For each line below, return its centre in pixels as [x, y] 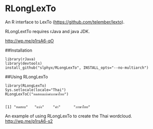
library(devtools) [24, 63]
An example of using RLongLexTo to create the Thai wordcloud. [68, 116]
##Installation [19, 50]
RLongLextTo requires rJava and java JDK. [47, 31]
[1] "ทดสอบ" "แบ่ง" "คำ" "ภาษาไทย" [48, 107]
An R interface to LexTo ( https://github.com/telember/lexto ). [65, 22]
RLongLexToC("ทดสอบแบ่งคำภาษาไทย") [37, 94]
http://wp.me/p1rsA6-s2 [29, 121]
